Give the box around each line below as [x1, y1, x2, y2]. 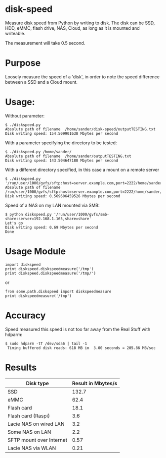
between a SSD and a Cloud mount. [5, 79, 78, 85]
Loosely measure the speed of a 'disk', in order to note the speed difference [5, 73, 160, 80]
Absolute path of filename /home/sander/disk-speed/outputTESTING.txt [5, 126, 156, 132]
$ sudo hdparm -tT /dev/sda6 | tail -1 [5, 341, 87, 346]
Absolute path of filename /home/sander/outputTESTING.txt [5, 154, 132, 159]
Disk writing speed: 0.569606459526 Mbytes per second [5, 193, 121, 199]
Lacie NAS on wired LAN [7, 420, 65, 427]
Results [5, 362, 37, 373]
